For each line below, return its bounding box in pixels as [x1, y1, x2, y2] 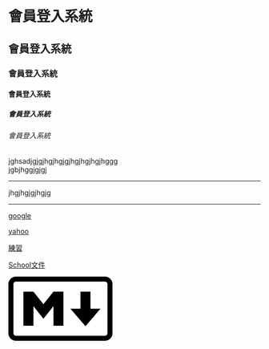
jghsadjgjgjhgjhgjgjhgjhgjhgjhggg [8, 156, 118, 165]
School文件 [8, 260, 46, 270]
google [8, 210, 32, 221]
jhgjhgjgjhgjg [8, 188, 51, 197]
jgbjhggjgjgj [8, 164, 47, 174]
